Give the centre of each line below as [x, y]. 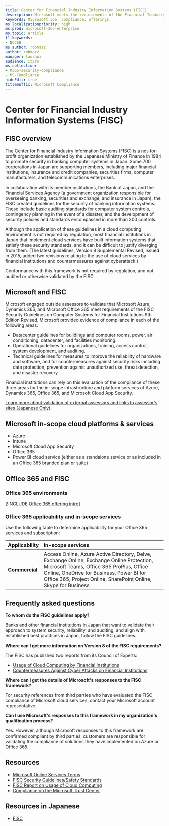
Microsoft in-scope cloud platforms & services [80, 424]
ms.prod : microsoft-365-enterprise [43, 29]
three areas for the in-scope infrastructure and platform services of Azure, [82, 388]
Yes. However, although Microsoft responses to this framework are [74, 731]
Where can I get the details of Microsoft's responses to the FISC [73, 680]
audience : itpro [22, 61]
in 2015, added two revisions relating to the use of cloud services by [76, 256]
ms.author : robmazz [26, 47]
